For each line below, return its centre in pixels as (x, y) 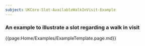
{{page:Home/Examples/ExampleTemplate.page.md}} (61, 38)
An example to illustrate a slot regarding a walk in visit (72, 27)
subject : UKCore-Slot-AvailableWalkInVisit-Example (60, 10)
